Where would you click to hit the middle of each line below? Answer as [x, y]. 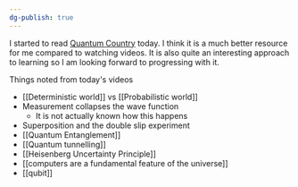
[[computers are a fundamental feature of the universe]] [125, 163]
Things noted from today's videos [71, 79]
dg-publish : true [41, 17]
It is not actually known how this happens [112, 115]
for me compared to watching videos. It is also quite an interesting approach [149, 52]
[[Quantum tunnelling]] [64, 144]
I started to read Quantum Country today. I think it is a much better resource [149, 43]
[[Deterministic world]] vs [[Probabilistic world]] [110, 97]
